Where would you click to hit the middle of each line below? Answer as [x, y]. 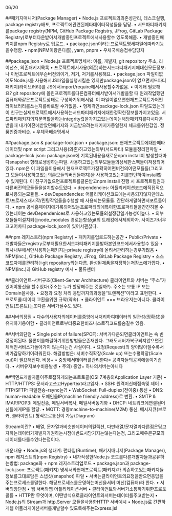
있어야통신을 [18, 287]
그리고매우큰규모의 [146, 433]
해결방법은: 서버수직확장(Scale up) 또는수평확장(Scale [107, 353]
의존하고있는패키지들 [143, 469]
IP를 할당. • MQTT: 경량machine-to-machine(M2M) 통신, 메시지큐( [90, 409]
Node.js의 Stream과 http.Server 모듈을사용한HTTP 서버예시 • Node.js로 [79, 502]
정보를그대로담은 [22, 476]
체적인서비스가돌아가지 [28, 347]
